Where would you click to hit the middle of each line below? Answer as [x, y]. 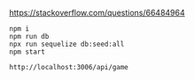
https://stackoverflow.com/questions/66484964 [97, 13]
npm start [27, 52]
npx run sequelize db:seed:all [67, 44]
